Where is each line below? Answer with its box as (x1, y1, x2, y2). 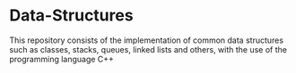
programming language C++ (9, 53, 115, 64)
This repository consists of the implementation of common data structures (9, 35, 284, 45)
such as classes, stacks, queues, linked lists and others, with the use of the (9, 44, 288, 54)
